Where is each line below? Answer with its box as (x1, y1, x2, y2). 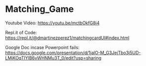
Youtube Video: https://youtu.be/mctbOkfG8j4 (5, 20, 100, 26)
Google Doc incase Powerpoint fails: (5, 44, 79, 50)
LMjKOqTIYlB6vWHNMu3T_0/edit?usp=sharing (5, 55, 102, 61)
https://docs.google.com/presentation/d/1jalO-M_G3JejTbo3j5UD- (5, 50, 141, 56)
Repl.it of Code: (5, 29, 37, 35)
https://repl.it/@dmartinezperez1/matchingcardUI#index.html (5, 35, 130, 41)
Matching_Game (5, 3, 74, 15)
